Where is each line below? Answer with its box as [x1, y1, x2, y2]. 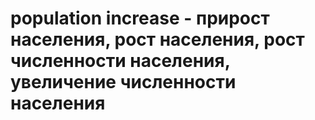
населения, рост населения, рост [10, 28, 305, 51]
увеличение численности [10, 71, 237, 94]
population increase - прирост [10, 7, 270, 30]
